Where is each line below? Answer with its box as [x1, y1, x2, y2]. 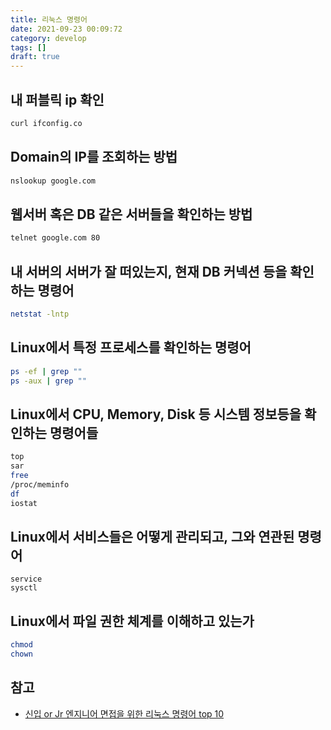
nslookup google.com [10, 176, 97, 186]
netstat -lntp [10, 309, 70, 319]
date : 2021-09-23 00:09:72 [10, 24, 123, 34]
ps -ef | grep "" [10, 366, 83, 376]
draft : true [10, 52, 60, 62]
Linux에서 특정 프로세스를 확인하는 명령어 [10, 339, 252, 356]
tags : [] [10, 42, 47, 53]
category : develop [10, 33, 87, 43]
